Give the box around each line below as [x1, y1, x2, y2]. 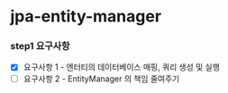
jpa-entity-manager [10, 6, 161, 27]
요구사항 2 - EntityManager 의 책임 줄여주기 [23, 73, 180, 84]
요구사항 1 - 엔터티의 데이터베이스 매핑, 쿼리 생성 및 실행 [23, 62, 220, 72]
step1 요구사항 [10, 40, 70, 53]
